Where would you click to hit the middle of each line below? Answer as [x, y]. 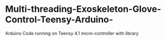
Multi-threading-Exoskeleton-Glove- [83, 9]
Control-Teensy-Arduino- [59, 20]
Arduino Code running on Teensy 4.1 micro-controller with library [72, 33]
